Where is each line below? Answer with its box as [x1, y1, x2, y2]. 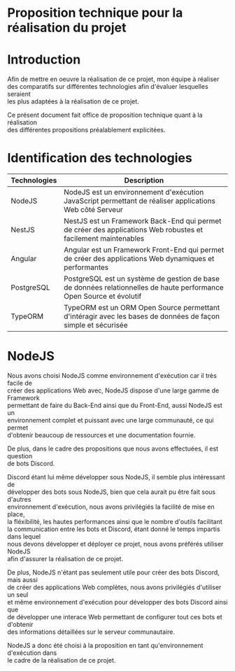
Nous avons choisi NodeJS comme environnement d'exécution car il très [7, 372, 217, 379]
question [7, 452, 33, 460]
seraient [7, 90, 31, 99]
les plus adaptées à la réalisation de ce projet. [7, 97, 140, 106]
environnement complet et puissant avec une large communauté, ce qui [7, 416, 214, 424]
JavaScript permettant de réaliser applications [64, 196, 215, 206]
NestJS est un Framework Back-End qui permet [64, 216, 222, 226]
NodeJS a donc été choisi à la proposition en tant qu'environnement [7, 642, 204, 649]
